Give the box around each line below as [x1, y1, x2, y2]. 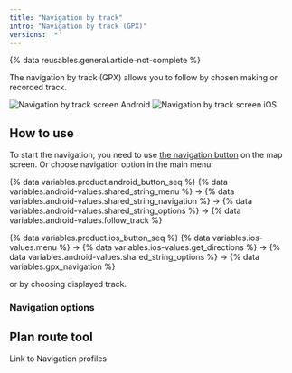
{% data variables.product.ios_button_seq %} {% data [9, 232, 211, 244]
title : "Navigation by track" [9, 13, 124, 23]
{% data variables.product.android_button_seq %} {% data [9, 177, 229, 188]
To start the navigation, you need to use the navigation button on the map [9, 150, 283, 161]
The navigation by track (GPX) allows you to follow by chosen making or [9, 72, 278, 83]
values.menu [9, 242, 57, 253]
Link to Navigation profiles [9, 353, 107, 364]
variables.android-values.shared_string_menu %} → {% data [9, 186, 235, 197]
